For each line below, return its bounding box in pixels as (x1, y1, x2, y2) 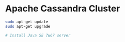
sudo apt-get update (5, 19, 49, 24)
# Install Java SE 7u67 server (5, 33, 71, 38)
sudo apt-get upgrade (5, 24, 51, 29)
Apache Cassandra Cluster (5, 3, 120, 14)
